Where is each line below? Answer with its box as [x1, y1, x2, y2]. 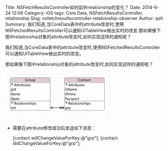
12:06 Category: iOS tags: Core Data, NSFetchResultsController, [12, 10, 144, 16]
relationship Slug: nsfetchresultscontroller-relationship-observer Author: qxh [5, 15, 163, 21]
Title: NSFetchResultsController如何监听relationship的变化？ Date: [5, 4, 141, 10]
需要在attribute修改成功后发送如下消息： [12, 125, 96, 131]
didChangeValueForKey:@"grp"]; [12, 140, 81, 146]
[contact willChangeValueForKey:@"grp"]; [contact [12, 135, 118, 141]
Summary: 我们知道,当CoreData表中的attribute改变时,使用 [5, 21, 124, 27]
